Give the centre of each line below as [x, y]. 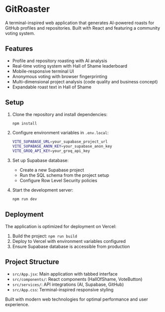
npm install [24, 123]
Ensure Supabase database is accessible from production [71, 246]
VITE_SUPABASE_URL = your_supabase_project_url [60, 142]
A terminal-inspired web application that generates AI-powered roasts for [80, 23]
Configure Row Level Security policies [58, 181]
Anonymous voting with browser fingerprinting [60, 76]
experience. [17, 304]
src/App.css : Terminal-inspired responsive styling [63, 289]
